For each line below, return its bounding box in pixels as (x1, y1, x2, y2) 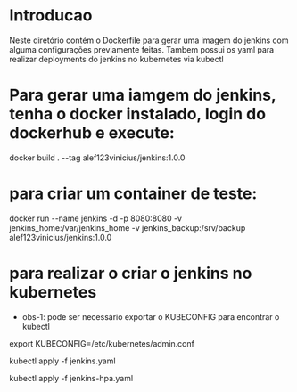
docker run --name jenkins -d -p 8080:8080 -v (9, 213, 183, 224)
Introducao (9, 5, 93, 26)
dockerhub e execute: (9, 123, 176, 143)
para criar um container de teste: (9, 184, 258, 204)
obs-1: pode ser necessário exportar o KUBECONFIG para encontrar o (21, 311, 280, 322)
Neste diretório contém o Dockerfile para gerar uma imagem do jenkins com (9, 35, 289, 45)
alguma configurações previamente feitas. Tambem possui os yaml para (9, 44, 275, 54)
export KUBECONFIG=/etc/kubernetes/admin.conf (9, 338, 194, 348)
